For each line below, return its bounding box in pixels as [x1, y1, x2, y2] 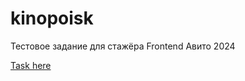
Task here [10, 59, 52, 71]
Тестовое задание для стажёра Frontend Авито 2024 [10, 40, 236, 52]
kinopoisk [10, 7, 94, 30]
